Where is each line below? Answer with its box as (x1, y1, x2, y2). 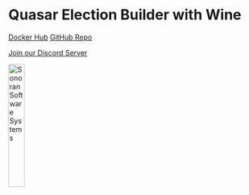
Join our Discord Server (8, 48, 88, 57)
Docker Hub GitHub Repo (8, 32, 93, 42)
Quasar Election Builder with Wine (8, 6, 242, 24)
